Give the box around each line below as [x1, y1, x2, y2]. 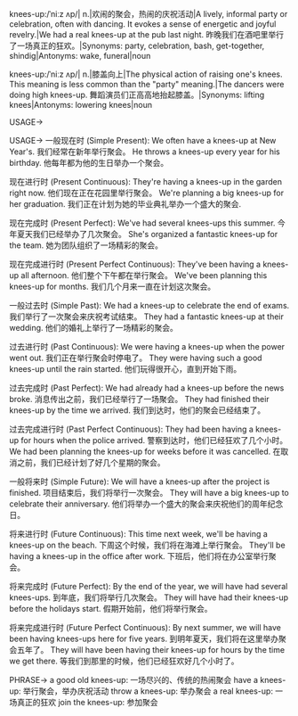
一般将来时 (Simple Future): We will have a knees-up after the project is [9, 476, 270, 487]
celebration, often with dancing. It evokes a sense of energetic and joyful [9, 19, 277, 29]
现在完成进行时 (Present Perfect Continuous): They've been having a [9, 259, 261, 269]
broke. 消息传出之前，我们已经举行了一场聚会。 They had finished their [9, 394, 270, 404]
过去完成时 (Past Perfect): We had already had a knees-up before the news [9, 383, 285, 393]
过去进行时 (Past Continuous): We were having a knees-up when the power [9, 342, 286, 351]
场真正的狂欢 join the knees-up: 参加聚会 [9, 697, 158, 707]
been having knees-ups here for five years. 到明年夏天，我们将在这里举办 [9, 633, 278, 644]
